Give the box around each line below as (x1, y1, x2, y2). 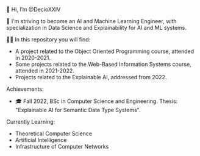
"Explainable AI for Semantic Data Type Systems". (15, 107, 141, 113)
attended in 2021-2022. (15, 67, 75, 74)
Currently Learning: (6, 118, 55, 125)
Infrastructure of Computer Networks (15, 143, 109, 150)
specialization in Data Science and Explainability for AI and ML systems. (6, 24, 187, 31)
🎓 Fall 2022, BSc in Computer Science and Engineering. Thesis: (15, 97, 178, 105)
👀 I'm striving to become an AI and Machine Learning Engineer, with (6, 18, 177, 24)
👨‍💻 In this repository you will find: (6, 36, 91, 43)
